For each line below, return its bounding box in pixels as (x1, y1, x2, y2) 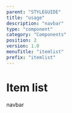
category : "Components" (6, 32, 67, 38)
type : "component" (6, 26, 53, 32)
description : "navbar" (6, 20, 64, 26)
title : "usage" (6, 15, 45, 21)
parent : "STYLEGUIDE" (6, 9, 62, 15)
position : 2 (6, 37, 37, 43)
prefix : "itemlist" (6, 54, 56, 60)
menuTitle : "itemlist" (6, 49, 64, 55)
